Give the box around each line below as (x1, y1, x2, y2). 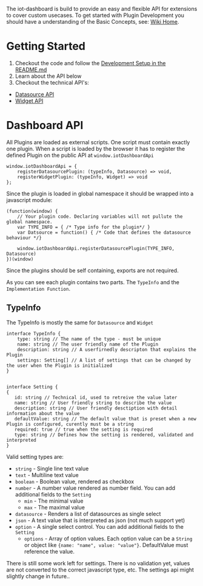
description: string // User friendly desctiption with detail (14, 405, 178, 411)
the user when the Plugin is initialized (6, 362, 113, 369)
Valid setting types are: (6, 453, 64, 460)
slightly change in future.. (6, 572, 70, 580)
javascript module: (6, 196, 53, 203)
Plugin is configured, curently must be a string (6, 421, 135, 427)
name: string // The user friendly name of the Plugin (17, 341, 159, 347)
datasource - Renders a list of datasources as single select (15, 510, 161, 517)
